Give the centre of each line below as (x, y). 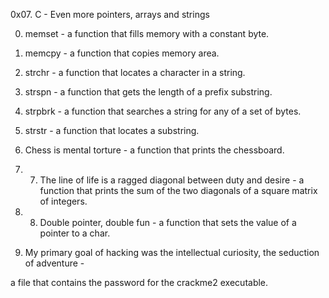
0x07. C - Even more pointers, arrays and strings (110, 14)
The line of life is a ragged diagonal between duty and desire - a (172, 180)
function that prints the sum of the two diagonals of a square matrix (178, 190)
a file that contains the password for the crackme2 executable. (139, 282)
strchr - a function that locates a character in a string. (135, 72)
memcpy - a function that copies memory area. (122, 53)
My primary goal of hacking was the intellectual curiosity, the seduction (172, 252)
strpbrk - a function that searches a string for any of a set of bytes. (163, 111)
